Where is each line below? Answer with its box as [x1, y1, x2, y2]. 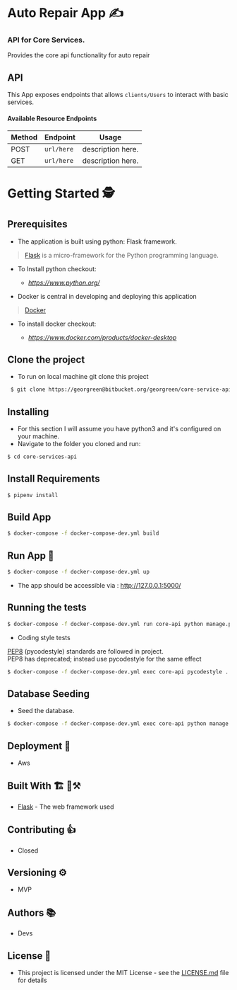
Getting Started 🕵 [7, 185, 115, 201]
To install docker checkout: [17, 319, 97, 328]
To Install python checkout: [17, 264, 97, 273]
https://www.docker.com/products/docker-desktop [28, 333, 177, 341]
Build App [7, 511, 51, 523]
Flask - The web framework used [17, 802, 114, 811]
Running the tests [7, 602, 87, 614]
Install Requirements [7, 473, 100, 485]
